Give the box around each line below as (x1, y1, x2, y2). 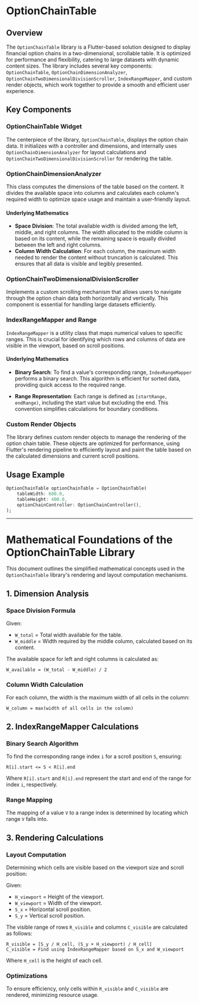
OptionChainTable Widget (6, 123, 82, 131)
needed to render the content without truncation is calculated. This (14, 254, 178, 261)
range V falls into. (6, 816, 49, 823)
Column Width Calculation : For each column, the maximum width (14, 248, 176, 255)
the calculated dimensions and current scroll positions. (6, 452, 140, 460)
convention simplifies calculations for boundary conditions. (14, 405, 159, 413)
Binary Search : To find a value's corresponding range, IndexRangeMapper (14, 369, 192, 376)
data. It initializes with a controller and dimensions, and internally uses (6, 142, 177, 149)
